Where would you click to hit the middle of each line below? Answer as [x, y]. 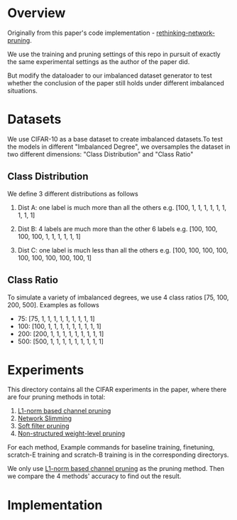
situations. [22, 90]
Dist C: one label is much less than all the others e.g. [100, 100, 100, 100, [123, 250]
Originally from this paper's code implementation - [81, 33]
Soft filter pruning [43, 426]
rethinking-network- [185, 33]
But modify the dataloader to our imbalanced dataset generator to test [110, 75]
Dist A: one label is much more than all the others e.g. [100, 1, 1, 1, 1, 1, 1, [122, 207]
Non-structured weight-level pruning [71, 434]
